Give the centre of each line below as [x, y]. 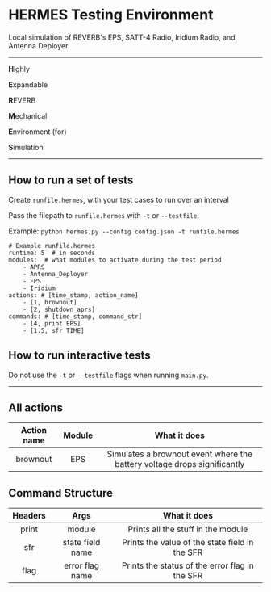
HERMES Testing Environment [111, 15]
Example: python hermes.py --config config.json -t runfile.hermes [124, 231]
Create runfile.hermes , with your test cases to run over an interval [119, 199]
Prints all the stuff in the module [188, 529]
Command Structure [60, 493]
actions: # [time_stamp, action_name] [73, 295]
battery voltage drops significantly [180, 464]
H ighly [19, 69]
